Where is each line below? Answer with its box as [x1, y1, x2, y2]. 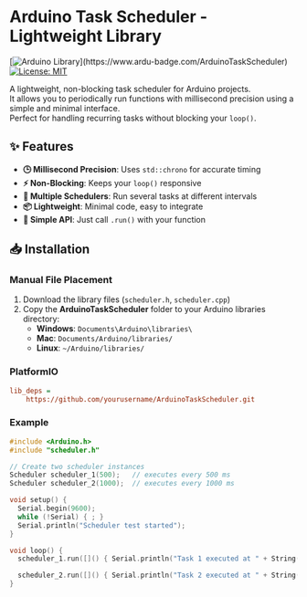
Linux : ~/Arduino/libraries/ [36, 342, 145, 353]
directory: [22, 313, 60, 325]
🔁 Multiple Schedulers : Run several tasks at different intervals [22, 190, 258, 202]
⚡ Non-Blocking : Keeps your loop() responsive [22, 177, 202, 188]
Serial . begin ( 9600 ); [17, 504, 96, 513]
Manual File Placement [9, 274, 112, 287]
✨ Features [9, 139, 74, 154]
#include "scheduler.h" [9, 445, 101, 455]
